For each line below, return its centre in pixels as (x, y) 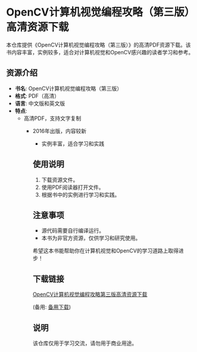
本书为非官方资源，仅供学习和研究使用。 (91, 238)
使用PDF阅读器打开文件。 (73, 187)
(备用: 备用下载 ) (52, 307)
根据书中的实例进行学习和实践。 (81, 194)
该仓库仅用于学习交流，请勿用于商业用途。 (85, 343)
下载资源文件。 (60, 180)
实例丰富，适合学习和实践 (73, 143)
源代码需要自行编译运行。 (73, 231)
